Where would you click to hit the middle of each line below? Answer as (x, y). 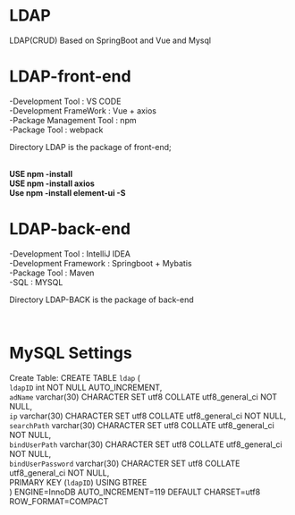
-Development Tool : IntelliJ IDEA (70, 253)
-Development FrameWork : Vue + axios (83, 110)
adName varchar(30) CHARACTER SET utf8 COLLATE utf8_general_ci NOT (143, 397)
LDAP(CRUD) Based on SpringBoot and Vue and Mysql (110, 40)
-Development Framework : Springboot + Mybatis (101, 263)
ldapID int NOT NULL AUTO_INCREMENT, (86, 387)
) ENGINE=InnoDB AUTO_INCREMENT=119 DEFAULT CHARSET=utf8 (135, 492)
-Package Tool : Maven (52, 273)
